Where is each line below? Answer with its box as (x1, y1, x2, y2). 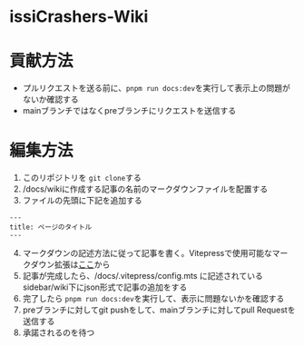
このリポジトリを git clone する (22, 173, 142, 183)
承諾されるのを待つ (22, 327, 95, 338)
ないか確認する (22, 94, 79, 105)
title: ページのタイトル (9, 222, 93, 232)
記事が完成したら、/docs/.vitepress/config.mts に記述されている (22, 271, 263, 282)
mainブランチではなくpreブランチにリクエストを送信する (22, 105, 237, 116)
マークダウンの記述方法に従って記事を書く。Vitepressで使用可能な (22, 248, 272, 259)
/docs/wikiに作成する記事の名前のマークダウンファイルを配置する (22, 183, 269, 194)
